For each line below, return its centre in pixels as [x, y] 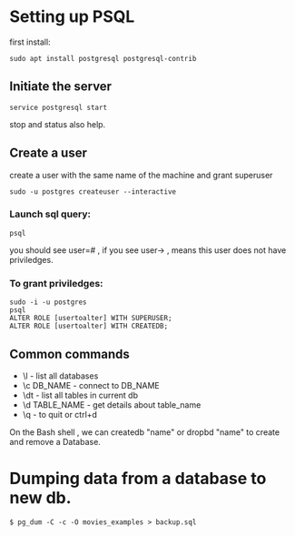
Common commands [69, 354]
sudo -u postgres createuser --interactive [93, 192]
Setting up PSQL [72, 17]
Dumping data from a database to [138, 479]
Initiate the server [60, 87]
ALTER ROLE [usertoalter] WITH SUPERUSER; [91, 319]
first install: [30, 42]
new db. [40, 498]
